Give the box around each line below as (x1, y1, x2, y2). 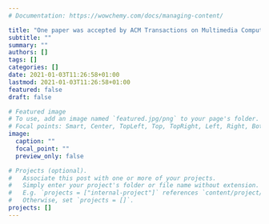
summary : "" (8, 41, 48, 49)
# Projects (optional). (8, 166, 88, 174)
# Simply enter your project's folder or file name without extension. (8, 182, 260, 190)
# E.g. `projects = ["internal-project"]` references (8, 189, 199, 197)
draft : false (8, 93, 52, 101)
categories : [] (8, 63, 59, 72)
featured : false (8, 86, 62, 94)
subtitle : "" (8, 34, 52, 42)
